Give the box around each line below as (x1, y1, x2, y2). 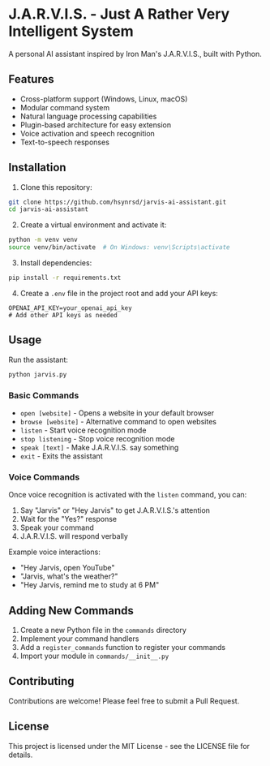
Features (8, 72, 54, 86)
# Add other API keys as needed (8, 311, 118, 319)
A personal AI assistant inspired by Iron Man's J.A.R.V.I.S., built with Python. (8, 49, 262, 58)
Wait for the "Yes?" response (19, 514, 118, 524)
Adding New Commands (8, 604, 134, 618)
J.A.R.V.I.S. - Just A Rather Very (8, 5, 230, 24)
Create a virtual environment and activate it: (19, 220, 167, 230)
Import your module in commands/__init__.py (19, 651, 169, 661)
